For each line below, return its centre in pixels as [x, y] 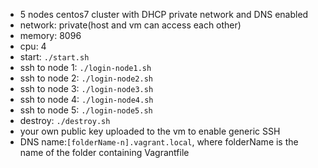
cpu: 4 [33, 46]
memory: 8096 [50, 35]
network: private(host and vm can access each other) [130, 25]
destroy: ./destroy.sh [65, 120]
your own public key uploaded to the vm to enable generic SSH [150, 131]
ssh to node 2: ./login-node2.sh [86, 78]
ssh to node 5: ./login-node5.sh [86, 110]
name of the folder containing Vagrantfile [104, 152]
